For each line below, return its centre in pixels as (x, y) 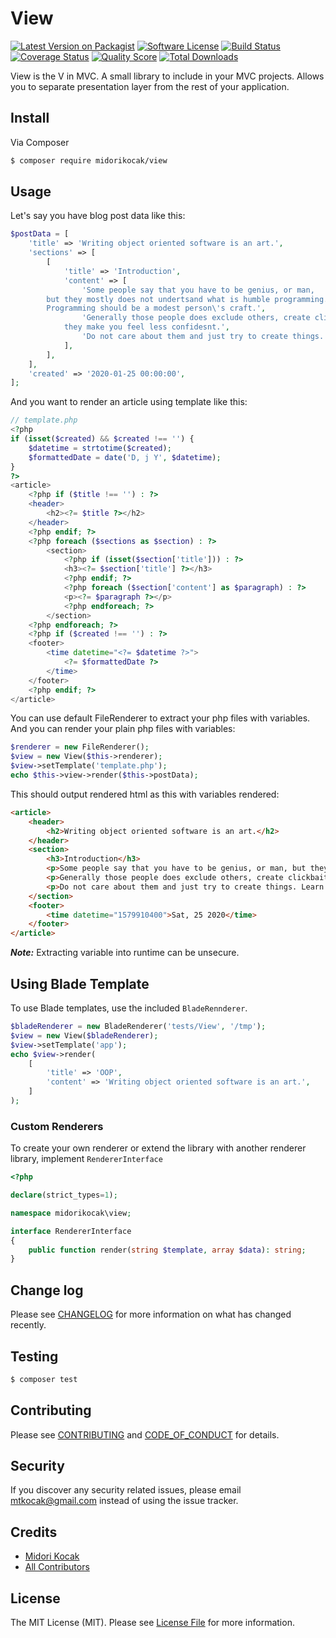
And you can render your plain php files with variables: (123, 729)
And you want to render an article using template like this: (129, 402)
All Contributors (57, 1567)
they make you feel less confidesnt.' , (146, 327)
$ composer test (44, 1379)
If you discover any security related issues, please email (126, 1490)
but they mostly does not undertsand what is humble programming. (187, 299)
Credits (34, 1532)
